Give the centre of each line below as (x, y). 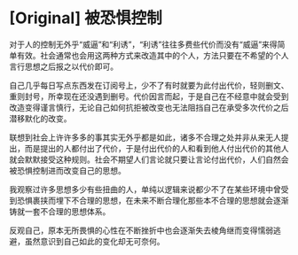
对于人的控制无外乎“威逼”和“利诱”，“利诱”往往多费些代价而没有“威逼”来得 (143, 44)
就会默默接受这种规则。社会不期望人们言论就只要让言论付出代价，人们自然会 (149, 159)
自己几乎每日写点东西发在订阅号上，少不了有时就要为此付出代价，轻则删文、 (149, 85)
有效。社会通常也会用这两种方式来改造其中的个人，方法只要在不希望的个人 (153, 55)
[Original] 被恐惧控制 (86, 18)
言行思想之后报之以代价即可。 (63, 66)
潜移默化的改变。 (40, 118)
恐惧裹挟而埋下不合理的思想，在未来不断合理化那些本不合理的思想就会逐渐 (153, 200)
